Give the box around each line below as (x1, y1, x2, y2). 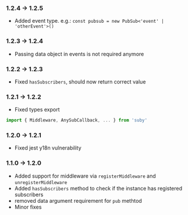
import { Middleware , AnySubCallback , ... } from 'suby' (6, 117, 148, 123)
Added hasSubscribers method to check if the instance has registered (14, 185, 183, 192)
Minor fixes (14, 203, 42, 210)
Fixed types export (14, 106, 60, 113)
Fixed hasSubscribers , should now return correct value (14, 78, 146, 85)
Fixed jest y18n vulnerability (14, 144, 82, 151)
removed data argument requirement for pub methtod (14, 197, 142, 204)
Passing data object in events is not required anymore (14, 50, 144, 57)
